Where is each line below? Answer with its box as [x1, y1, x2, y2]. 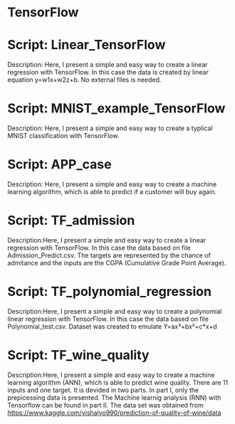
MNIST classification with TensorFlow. [7, 132, 120, 140]
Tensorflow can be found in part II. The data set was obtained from [7, 401, 204, 409]
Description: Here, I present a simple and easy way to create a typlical [7, 124, 213, 132]
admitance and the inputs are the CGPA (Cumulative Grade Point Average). [7, 258, 226, 267]
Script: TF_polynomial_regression [7, 284, 212, 300]
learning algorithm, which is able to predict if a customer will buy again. [7, 188, 217, 196]
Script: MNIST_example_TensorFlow [7, 100, 226, 117]
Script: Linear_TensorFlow [7, 37, 166, 53]
